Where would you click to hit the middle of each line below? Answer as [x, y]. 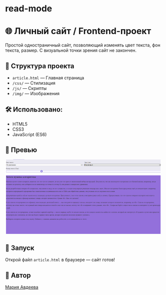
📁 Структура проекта [40, 66]
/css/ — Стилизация [34, 83]
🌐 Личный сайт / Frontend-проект [78, 31]
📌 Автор [18, 275]
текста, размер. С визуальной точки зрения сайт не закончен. [71, 50]
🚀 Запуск [20, 248]
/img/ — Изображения [36, 93]
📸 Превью [21, 150]
